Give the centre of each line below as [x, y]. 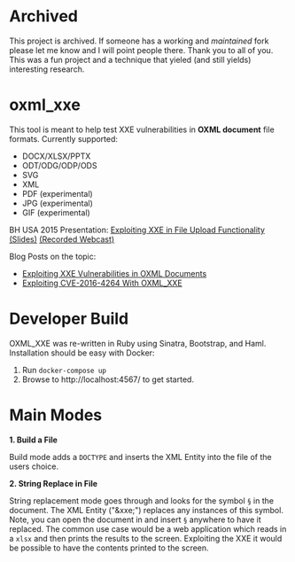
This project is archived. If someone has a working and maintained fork [139, 41]
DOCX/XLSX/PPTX [56, 156]
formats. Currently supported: [63, 138]
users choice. [34, 466]
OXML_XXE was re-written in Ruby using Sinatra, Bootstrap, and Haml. [138, 343]
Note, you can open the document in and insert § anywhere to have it [135, 519]
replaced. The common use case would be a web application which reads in [148, 528]
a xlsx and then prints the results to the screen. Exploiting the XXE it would [146, 538]
